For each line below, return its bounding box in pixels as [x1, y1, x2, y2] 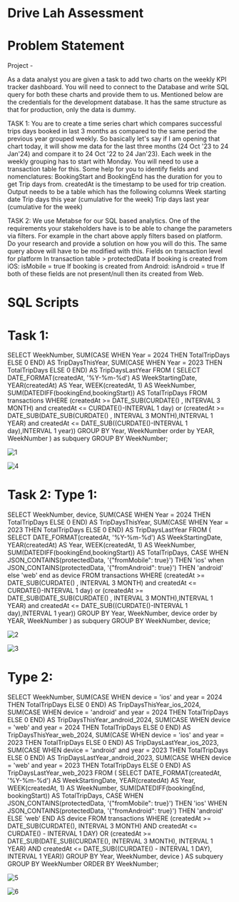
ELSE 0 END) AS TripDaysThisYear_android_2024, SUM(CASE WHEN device [7, 716, 230, 724]
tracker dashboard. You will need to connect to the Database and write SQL [7, 83, 230, 91]
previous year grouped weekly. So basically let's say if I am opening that [7, 134, 220, 143]
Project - [7, 61, 34, 70]
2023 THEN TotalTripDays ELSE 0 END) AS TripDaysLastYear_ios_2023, [7, 739, 219, 747]
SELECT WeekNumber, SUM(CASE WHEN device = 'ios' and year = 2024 [7, 693, 223, 701]
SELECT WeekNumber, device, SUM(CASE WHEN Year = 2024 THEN [7, 510, 211, 519]
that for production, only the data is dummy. [7, 106, 137, 114]
